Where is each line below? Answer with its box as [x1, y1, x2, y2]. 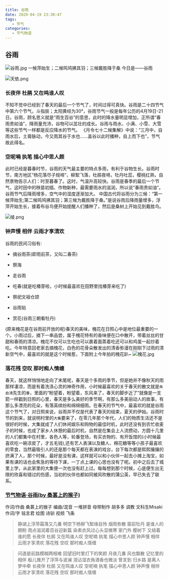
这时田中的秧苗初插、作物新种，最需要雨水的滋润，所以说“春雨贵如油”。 [14, 185, 163, 191]
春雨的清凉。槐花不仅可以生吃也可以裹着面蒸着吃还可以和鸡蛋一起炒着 [14, 338, 159, 345]
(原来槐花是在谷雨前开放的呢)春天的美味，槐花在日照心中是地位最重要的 [5, 325, 154, 332]
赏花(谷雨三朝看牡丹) [12, 315, 56, 321]
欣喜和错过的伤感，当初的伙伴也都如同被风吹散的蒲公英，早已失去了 [14, 471, 155, 477]
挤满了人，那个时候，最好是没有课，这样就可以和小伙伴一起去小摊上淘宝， [5, 453, 159, 458]
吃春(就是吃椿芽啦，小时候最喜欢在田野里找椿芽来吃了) [12, 283, 127, 289]
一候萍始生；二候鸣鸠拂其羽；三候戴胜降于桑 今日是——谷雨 [28, 65, 153, 71]
